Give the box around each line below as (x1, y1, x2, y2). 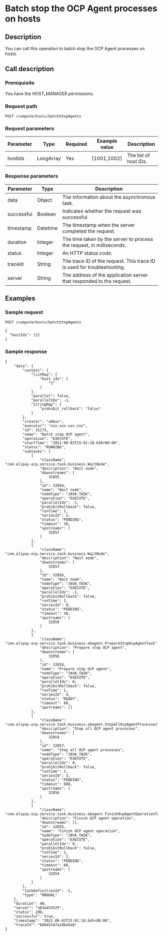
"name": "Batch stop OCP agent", (22, 432, 90, 437)
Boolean (37, 211, 56, 217)
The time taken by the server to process (62, 235, 153, 242)
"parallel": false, (31, 393, 70, 398)
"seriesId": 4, (39, 692, 70, 697)
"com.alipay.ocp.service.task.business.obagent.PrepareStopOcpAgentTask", (5, 641, 160, 646)
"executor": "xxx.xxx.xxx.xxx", (22, 423, 88, 428)
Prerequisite (5, 79, 35, 86)
